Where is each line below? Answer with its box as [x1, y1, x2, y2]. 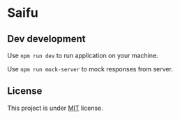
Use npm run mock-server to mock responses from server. [7, 65, 173, 73]
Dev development [7, 33, 86, 45]
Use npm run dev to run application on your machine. [7, 51, 158, 59]
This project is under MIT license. [7, 104, 103, 112]
